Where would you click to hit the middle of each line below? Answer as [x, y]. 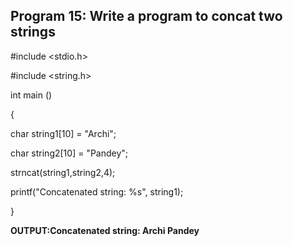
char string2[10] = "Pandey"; [69, 153]
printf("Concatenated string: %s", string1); [97, 191]
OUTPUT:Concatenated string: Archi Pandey [105, 230]
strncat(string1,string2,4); [63, 172]
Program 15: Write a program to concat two [146, 16]
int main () [31, 95]
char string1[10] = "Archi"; [63, 133]
